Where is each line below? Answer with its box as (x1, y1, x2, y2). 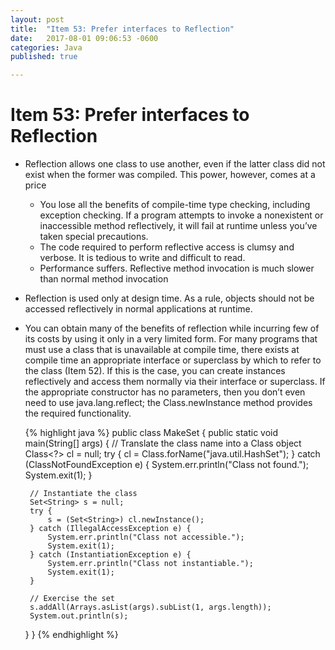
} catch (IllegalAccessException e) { (29, 524, 192, 534)
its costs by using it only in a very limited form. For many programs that (24, 333, 318, 345)
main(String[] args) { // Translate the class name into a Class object (24, 437, 302, 450)
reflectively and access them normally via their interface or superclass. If (24, 376, 326, 388)
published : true (10, 52, 78, 62)
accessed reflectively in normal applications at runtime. (24, 303, 253, 315)
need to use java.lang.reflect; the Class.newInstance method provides (24, 397, 313, 409)
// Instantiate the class (29, 489, 138, 499)
